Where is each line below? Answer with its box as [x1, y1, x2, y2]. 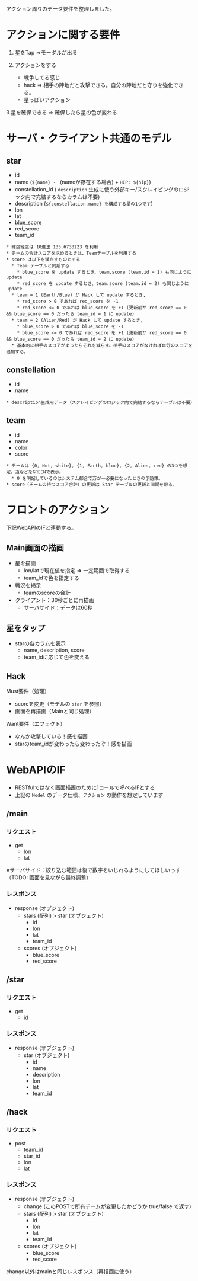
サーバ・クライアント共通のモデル [6, 132, 172, 145]
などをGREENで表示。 [19, 469, 64, 475]
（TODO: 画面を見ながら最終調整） [6, 873, 92, 881]
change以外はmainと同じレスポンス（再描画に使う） [6, 1267, 135, 1275]
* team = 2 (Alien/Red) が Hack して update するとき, [11, 317, 143, 323]
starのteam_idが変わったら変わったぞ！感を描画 [14, 740, 132, 747]
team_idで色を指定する [23, 574, 80, 582]
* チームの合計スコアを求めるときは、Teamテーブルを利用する [6, 250, 137, 256]
